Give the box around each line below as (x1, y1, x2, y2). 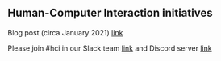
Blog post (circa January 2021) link (7, 27, 123, 37)
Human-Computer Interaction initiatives (7, 6, 213, 20)
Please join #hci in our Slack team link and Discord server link (7, 43, 212, 53)
